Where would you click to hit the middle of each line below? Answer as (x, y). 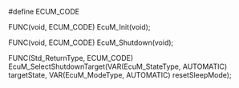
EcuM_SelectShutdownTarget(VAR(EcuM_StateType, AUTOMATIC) (118, 66)
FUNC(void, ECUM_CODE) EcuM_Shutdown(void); (91, 42)
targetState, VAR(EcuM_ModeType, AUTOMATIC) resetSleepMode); (120, 75)
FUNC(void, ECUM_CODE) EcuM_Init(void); (79, 27)
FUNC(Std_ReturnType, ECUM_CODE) (71, 58)
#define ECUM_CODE (44, 12)
